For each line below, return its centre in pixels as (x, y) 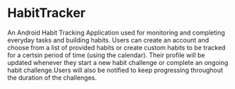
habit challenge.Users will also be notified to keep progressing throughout (115, 70)
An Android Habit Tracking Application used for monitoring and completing (116, 32)
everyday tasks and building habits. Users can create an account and (108, 40)
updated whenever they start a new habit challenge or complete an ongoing (118, 62)
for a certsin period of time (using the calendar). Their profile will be (106, 55)
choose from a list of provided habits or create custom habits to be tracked (116, 47)
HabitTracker (47, 13)
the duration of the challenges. (52, 77)
